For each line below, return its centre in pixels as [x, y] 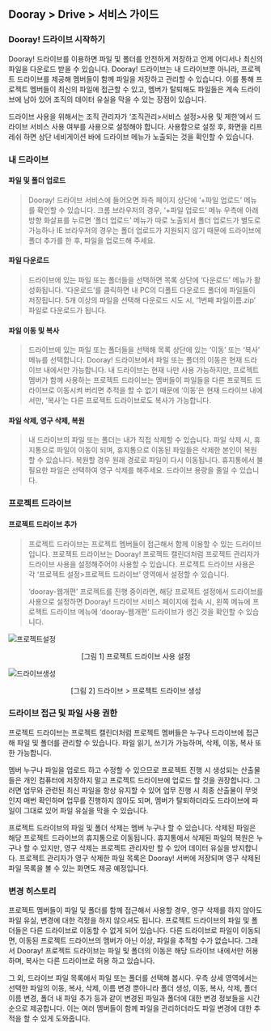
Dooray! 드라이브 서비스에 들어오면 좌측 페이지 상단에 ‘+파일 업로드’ [135, 200]
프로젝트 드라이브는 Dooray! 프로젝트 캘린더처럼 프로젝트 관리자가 [156, 554]
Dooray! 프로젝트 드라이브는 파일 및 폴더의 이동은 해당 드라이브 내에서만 [130, 951]
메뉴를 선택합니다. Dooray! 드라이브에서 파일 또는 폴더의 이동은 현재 [135, 360]
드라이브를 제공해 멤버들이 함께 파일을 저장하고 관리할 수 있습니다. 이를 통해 [135, 78]
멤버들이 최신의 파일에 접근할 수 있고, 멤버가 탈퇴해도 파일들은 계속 [134, 89]
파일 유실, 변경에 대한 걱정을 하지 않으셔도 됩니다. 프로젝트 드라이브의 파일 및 [129, 920]
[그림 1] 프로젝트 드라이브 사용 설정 [136, 656]
